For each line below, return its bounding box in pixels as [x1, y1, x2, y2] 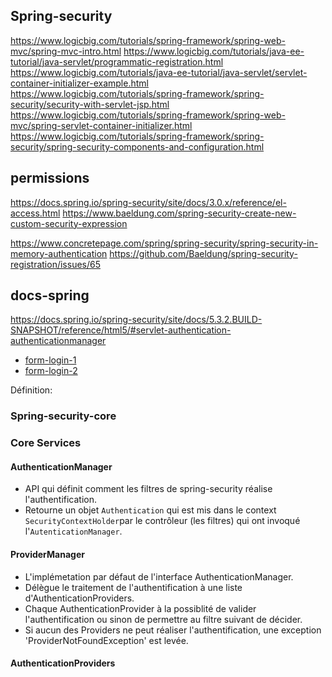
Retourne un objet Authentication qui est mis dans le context [24, 504, 277, 516]
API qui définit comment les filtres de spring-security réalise [24, 483, 273, 495]
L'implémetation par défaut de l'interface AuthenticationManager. [24, 570, 294, 583]
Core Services [10, 436, 82, 450]
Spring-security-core [10, 409, 117, 423]
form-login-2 [24, 365, 78, 377]
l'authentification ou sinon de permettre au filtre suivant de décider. [24, 613, 303, 625]
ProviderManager [10, 549, 85, 561]
